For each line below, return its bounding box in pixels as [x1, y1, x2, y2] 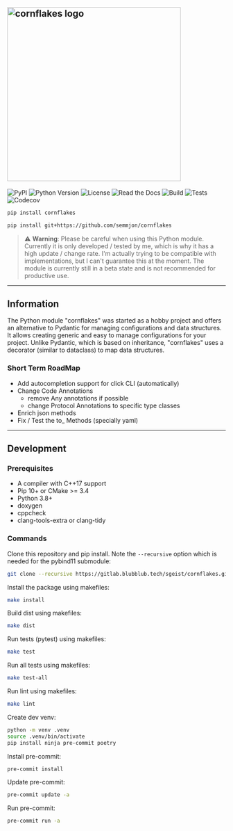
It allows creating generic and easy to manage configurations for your [7, 331, 207, 339]
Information [7, 298, 60, 309]
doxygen [17, 501, 43, 510]
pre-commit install [7, 766, 64, 773]
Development [7, 443, 67, 455]
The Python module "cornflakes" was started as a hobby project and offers [7, 316, 222, 325]
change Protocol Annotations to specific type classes [27, 401, 180, 410]
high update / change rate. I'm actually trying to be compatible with [24, 249, 216, 257]
